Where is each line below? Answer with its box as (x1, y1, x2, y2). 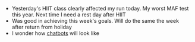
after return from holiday (11, 23, 73, 30)
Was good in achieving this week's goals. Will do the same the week (11, 17, 180, 24)
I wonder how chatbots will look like (11, 30, 100, 37)
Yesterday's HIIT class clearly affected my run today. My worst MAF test (11, 5, 189, 12)
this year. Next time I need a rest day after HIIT (11, 11, 126, 18)
